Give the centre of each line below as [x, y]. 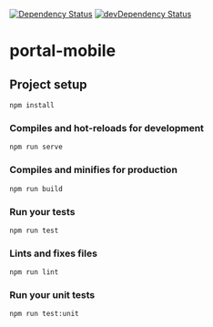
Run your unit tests [52, 295]
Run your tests [42, 211]
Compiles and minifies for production [93, 170]
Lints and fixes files [54, 253]
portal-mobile [63, 51]
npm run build [36, 189]
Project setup [49, 84]
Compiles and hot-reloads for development [107, 128]
